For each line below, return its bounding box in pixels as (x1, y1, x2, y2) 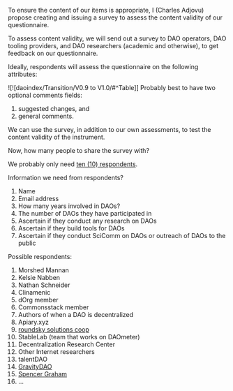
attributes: (8, 70, 38, 78)
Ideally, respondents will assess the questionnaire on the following (8, 63, 199, 71)
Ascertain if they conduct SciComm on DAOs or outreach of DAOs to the (17, 232, 226, 239)
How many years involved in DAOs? (17, 202, 121, 210)
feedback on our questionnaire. (8, 49, 98, 57)
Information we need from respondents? (8, 174, 124, 182)
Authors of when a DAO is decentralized (17, 311, 134, 318)
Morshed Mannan (17, 266, 69, 274)
